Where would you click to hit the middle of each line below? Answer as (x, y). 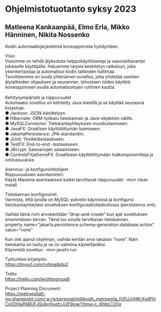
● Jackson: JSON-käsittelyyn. (36, 113)
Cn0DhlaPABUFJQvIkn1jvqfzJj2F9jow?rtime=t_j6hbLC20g (63, 304)
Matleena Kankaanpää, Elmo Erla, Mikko (67, 27)
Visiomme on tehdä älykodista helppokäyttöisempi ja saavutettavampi (75, 61)
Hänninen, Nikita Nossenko (47, 34)
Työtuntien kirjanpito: (26, 259)
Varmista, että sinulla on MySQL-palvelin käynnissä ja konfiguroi (70, 200)
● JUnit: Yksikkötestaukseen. (35, 139)
